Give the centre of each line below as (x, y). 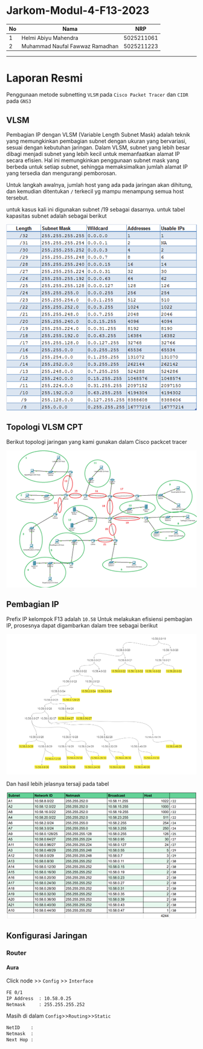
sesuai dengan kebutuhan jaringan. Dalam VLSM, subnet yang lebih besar (98, 148)
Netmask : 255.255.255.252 (46, 1005)
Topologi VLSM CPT (45, 427)
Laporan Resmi (44, 78)
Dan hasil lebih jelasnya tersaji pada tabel (58, 784)
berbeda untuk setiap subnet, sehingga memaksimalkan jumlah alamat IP (97, 167)
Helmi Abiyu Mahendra (50, 37)
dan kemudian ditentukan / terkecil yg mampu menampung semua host (95, 192)
